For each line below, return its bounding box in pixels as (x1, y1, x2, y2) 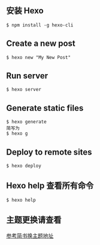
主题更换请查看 (6, 215, 62, 225)
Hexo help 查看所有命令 (6, 181, 94, 191)
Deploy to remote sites (6, 147, 92, 157)
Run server (6, 71, 49, 81)
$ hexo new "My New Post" (6, 54, 71, 60)
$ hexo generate (6, 119, 47, 125)
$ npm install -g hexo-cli (6, 22, 74, 28)
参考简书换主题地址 (6, 232, 54, 239)
